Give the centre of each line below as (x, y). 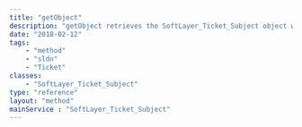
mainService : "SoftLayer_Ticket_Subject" (90, 109)
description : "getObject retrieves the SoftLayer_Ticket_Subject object (148, 26)
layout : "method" (42, 101)
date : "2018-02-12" (46, 34)
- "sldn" (42, 59)
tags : (19, 42)
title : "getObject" (46, 17)
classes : (26, 76)
